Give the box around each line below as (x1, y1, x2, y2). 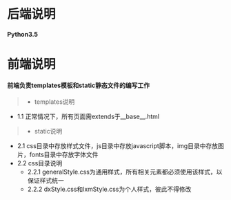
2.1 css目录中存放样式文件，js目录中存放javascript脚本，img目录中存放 (17, 142, 219, 150)
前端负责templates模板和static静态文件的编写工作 (7, 81, 150, 89)
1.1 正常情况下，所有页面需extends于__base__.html (17, 112, 160, 121)
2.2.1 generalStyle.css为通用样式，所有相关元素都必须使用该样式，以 (27, 167, 223, 176)
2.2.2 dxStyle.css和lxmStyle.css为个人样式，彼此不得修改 (27, 185, 192, 194)
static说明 (34, 127, 63, 136)
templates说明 (34, 98, 75, 106)
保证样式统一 (27, 176, 64, 185)
